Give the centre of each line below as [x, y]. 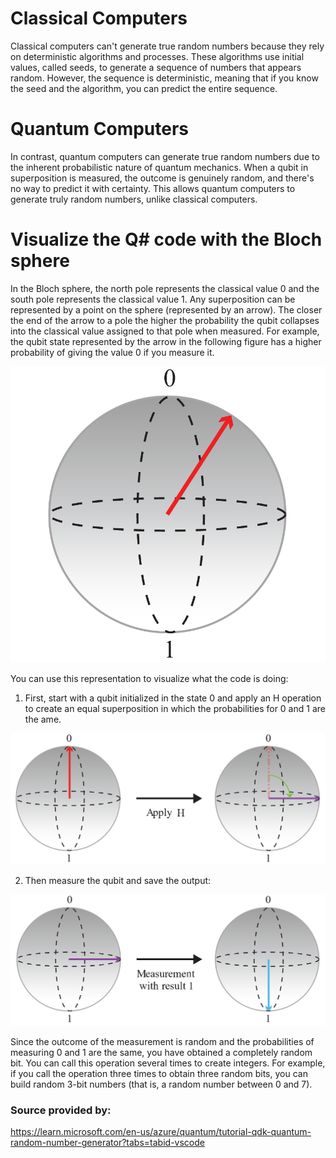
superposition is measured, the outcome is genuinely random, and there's [162, 178]
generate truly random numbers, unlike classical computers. [134, 199]
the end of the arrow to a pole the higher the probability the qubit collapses [165, 320]
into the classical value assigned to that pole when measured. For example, [165, 331]
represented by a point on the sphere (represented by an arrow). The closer [166, 309]
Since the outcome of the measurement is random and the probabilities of [162, 1041]
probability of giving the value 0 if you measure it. [112, 352]
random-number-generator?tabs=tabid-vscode [107, 1143]
